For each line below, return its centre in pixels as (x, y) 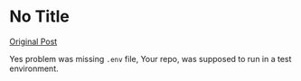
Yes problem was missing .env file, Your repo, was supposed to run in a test (150, 58)
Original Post (33, 41)
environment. (34, 68)
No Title (40, 17)
